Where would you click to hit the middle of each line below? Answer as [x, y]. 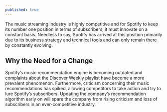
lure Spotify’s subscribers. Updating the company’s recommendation [76, 94]
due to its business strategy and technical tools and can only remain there [81, 40]
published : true [22, 10]
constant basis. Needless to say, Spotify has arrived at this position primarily [84, 34]
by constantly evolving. [29, 45]
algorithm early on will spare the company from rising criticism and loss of [81, 99]
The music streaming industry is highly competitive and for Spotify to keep [82, 24]
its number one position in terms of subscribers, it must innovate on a [77, 29]
